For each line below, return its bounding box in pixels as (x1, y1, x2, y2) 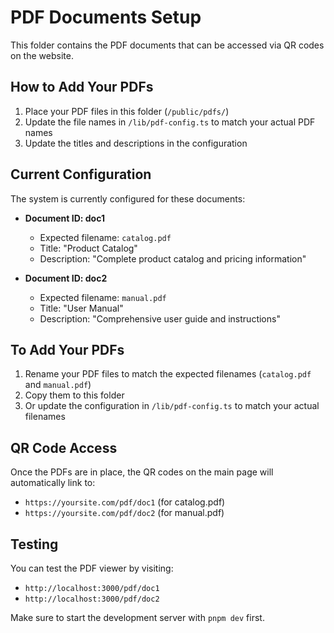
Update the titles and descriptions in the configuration (24, 137, 248, 149)
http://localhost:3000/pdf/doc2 (24, 594, 160, 604)
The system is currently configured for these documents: (10, 192, 246, 205)
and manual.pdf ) (24, 379, 92, 391)
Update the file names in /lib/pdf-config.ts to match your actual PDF (24, 116, 316, 128)
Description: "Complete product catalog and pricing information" (39, 252, 307, 265)
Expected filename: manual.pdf (39, 291, 167, 303)
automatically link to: (10, 477, 96, 489)
